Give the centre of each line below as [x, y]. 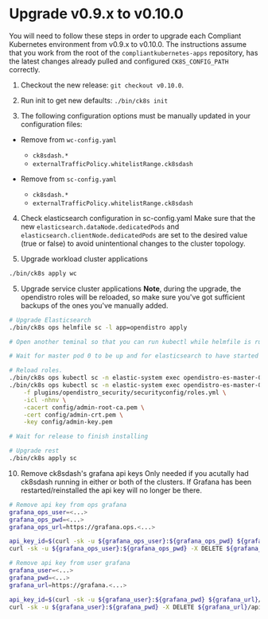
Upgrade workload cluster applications [84, 258]
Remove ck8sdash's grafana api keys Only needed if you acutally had [134, 473]
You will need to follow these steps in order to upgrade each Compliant [125, 36]
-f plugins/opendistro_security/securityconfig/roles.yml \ [125, 393]
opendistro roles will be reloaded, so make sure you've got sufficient [133, 297]
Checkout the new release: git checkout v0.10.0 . [102, 85]
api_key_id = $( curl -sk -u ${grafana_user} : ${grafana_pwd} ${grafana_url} [134, 600]
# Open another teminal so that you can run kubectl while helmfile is [130, 342]
